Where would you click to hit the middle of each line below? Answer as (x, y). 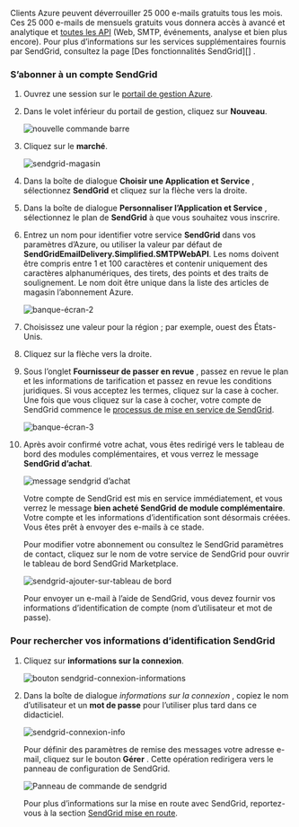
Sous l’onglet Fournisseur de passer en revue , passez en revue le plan (156, 371)
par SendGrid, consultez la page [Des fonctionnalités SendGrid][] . (133, 51)
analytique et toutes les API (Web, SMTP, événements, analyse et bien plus (149, 32)
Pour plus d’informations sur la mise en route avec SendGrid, (136, 803)
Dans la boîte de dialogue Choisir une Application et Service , (139, 181)
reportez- (268, 803)
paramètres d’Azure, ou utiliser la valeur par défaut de (123, 245)
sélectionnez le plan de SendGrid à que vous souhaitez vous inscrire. (152, 218)
